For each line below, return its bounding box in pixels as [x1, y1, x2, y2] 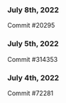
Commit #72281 [7, 89, 54, 97]
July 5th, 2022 [7, 39, 59, 49]
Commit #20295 [7, 21, 55, 30]
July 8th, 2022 [7, 5, 59, 15]
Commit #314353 [7, 55, 58, 63]
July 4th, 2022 [7, 72, 60, 82]
